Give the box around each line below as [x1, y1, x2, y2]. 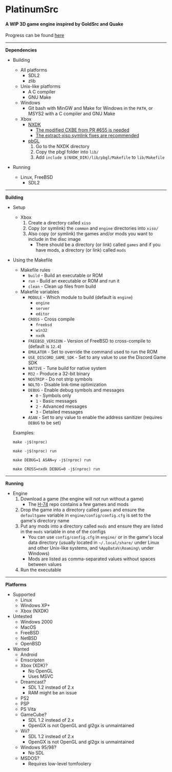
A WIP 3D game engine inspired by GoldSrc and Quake [5, 21, 124, 27]
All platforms [20, 67, 48, 73]
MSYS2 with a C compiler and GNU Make [28, 110, 115, 117]
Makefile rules [20, 267, 51, 273]
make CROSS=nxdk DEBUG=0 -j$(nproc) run [12, 466, 100, 472]
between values [28, 561, 62, 568]
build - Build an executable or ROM [28, 272, 103, 278]
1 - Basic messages [35, 398, 77, 404]
